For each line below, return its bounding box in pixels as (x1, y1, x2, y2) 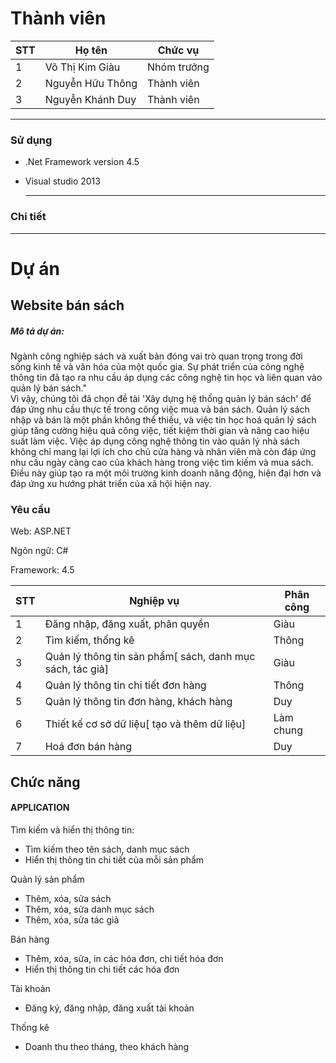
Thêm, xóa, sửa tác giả (24, 913, 120, 926)
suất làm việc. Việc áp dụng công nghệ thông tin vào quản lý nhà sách (10, 435, 300, 447)
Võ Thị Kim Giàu (44, 60, 121, 74)
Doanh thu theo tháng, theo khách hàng (24, 1040, 190, 1052)
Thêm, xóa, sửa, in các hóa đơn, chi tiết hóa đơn (24, 952, 224, 964)
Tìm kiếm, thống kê (44, 633, 135, 647)
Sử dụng (10, 133, 53, 147)
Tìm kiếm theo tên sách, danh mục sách (24, 843, 190, 855)
